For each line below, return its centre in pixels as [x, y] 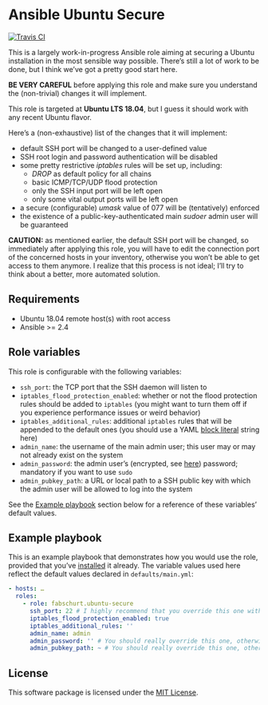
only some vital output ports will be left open [105, 199]
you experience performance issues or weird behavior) [110, 412]
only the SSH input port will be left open [97, 190]
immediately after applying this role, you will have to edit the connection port [134, 249]
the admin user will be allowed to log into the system [106, 488]
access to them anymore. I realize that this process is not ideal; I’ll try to [126, 265]
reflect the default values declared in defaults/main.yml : [101, 574]
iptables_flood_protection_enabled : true [99, 618]
